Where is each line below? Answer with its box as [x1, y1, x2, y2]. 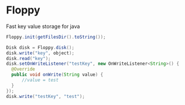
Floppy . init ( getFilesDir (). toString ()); [6, 34, 107, 40]
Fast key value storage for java [6, 23, 80, 30]
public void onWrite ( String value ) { [11, 72, 104, 78]
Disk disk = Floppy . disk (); [6, 44, 75, 50]
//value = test [21, 77, 59, 83]
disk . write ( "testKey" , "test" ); [6, 93, 85, 99]
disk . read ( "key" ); [6, 55, 51, 61]
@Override [11, 66, 35, 72]
